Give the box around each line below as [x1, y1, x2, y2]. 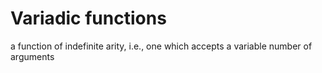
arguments [10, 50, 55, 62]
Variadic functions [10, 7, 167, 30]
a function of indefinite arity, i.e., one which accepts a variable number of [10, 40, 313, 52]
